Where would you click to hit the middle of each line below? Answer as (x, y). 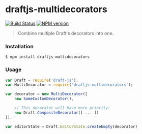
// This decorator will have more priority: (62, 108)
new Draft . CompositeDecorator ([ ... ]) (57, 113)
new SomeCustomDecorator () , (44, 99)
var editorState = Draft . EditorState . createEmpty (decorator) (72, 126)
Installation (20, 46)
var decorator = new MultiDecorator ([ (46, 94)
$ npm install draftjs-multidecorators (48, 57)
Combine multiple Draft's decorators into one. (66, 33)
